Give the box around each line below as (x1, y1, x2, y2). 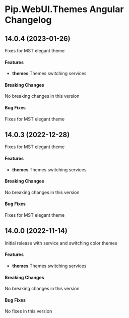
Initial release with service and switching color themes (5, 240, 117, 246)
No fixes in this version (5, 308, 52, 314)
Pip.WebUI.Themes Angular (5, 4, 124, 15)
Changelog (5, 14, 52, 26)
